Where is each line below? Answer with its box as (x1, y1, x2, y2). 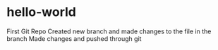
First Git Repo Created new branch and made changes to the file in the (6, 27, 212, 35)
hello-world (6, 4, 77, 20)
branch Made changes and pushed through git (6, 34, 142, 42)
